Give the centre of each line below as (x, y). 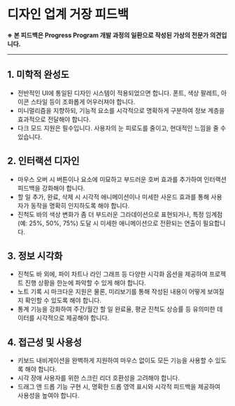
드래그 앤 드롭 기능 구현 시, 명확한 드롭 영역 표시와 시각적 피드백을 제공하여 (119, 387)
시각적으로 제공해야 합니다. (73, 318)
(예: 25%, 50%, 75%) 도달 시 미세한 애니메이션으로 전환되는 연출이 (109, 223)
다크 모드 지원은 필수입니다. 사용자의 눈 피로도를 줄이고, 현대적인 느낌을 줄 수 (122, 128)
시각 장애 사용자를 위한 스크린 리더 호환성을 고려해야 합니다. (99, 378)
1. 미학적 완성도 (38, 75)
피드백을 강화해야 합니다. (51, 188)
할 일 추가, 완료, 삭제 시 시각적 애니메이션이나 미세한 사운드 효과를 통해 (113, 196)
